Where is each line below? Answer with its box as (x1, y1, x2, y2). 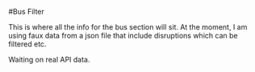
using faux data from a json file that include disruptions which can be (8, 31, 238, 40)
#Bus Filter (8, 7, 44, 16)
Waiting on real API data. (8, 55, 90, 64)
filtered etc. (8, 39, 47, 49)
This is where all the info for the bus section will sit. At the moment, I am (8, 22, 248, 31)
